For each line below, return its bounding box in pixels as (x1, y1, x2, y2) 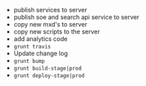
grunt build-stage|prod (13, 65, 82, 72)
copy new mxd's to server (13, 20, 88, 28)
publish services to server (13, 6, 88, 14)
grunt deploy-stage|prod (13, 72, 85, 79)
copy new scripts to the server (13, 27, 101, 35)
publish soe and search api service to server (13, 13, 139, 21)
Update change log (13, 49, 69, 57)
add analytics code (13, 35, 68, 43)
